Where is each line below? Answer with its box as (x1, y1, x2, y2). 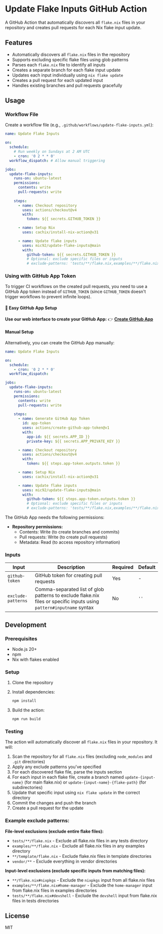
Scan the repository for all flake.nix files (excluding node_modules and (12, 754, 152, 759)
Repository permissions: (12, 524, 63, 530)
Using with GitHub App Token (5, 273, 76, 279)
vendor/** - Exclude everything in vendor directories (12, 858, 117, 864)
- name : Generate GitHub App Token (17, 416, 90, 421)
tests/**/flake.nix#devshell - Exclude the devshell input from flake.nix (12, 892, 157, 898)
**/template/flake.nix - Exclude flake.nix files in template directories (12, 853, 152, 859)
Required (112, 564, 134, 571)
